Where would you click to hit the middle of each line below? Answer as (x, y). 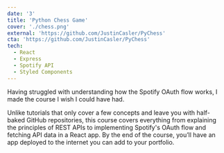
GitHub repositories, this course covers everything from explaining (122, 120)
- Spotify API (34, 65)
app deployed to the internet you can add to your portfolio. (91, 142)
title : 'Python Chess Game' (48, 20)
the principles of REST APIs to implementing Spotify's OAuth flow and (107, 127)
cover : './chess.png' (38, 26)
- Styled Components (43, 72)
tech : (15, 46)
